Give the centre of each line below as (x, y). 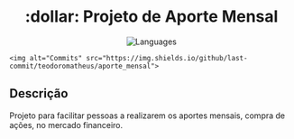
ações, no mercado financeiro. (66, 125)
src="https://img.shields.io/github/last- (167, 58)
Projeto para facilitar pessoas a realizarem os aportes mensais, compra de (147, 116)
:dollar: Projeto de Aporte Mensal (152, 17)
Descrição (39, 93)
